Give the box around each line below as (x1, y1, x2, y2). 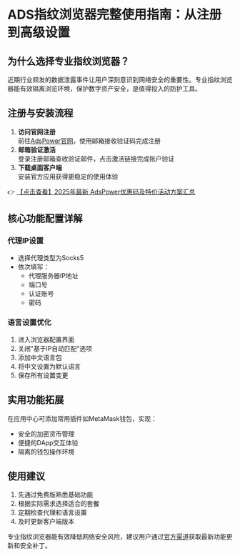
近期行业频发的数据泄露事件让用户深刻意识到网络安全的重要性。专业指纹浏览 (7, 76, 233, 84)
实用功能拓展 (7, 394, 64, 406)
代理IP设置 (7, 236, 44, 246)
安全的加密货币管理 (17, 430, 75, 438)
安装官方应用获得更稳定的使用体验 (17, 172, 119, 181)
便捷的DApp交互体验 (17, 438, 79, 447)
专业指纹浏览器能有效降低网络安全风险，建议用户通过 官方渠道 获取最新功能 (7, 532, 226, 541)
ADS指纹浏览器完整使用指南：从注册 (7, 6, 222, 23)
